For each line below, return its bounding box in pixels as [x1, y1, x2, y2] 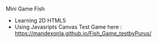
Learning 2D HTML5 [14, 17, 66, 24]
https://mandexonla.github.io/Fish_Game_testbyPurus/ [14, 30, 152, 37]
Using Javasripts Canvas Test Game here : [14, 24, 122, 30]
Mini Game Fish [6, 5, 45, 12]
